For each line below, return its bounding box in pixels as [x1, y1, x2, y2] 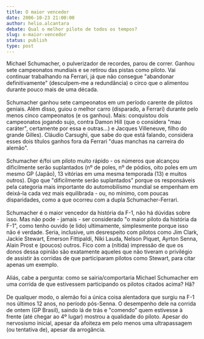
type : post [6, 43, 34, 49]
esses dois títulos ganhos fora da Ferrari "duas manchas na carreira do [6, 137, 185, 145]
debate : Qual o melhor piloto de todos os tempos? [6, 26, 138, 32]
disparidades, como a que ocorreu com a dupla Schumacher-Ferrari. [6, 196, 179, 203]
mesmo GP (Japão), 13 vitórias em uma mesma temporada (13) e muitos [6, 170, 187, 177]
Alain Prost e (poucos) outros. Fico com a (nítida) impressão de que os [6, 241, 184, 249]
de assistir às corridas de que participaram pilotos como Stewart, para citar [6, 254, 196, 261]
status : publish [6, 37, 47, 43]
